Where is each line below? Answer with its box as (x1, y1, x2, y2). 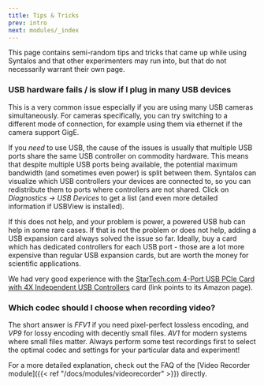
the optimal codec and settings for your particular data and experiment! (8, 345, 240, 354)
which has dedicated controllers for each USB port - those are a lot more (8, 242, 245, 251)
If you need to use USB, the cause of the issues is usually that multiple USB (8, 143, 253, 152)
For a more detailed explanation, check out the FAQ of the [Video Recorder (8, 360, 251, 369)
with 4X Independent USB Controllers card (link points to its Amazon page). (8, 282, 254, 292)
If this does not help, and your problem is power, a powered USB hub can (8, 216, 246, 226)
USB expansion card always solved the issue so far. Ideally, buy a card (8, 234, 237, 243)
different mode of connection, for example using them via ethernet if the (8, 119, 243, 129)
